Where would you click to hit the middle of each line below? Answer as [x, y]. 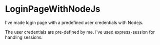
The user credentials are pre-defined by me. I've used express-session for [80, 32]
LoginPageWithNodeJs [53, 9]
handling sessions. [24, 37]
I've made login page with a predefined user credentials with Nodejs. [74, 22]
